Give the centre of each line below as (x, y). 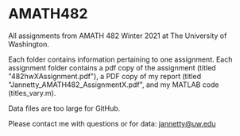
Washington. (29, 43)
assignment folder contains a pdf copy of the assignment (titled (112, 67)
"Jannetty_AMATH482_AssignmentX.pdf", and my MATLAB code (114, 85)
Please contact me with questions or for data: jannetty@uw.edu (112, 123)
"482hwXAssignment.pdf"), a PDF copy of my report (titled (105, 76)
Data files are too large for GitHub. (64, 108)
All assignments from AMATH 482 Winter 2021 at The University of (118, 36)
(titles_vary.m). (32, 93)
